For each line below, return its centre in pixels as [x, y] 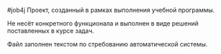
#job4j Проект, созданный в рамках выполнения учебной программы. [111, 10]
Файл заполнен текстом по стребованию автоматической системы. [107, 44]
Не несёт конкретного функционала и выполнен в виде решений [103, 23]
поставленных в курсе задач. [51, 31]
